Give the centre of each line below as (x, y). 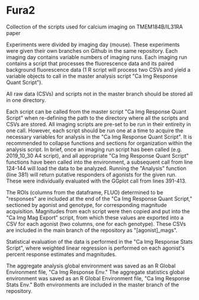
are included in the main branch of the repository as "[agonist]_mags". (92, 230)
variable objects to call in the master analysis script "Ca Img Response (92, 76)
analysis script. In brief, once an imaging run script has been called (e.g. (94, 149)
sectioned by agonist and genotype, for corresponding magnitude (86, 205)
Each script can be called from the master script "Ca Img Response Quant (96, 111)
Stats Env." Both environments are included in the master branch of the (93, 285)
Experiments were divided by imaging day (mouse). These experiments (93, 44)
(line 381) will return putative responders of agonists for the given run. (92, 174)
